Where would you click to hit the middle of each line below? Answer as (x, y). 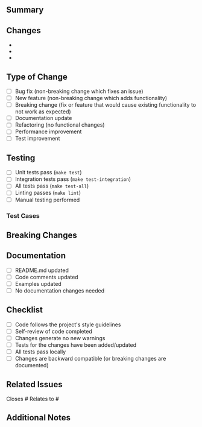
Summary (25, 10)
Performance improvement (48, 131)
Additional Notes (39, 418)
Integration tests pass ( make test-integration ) (73, 179)
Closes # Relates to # (33, 399)
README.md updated (42, 270)
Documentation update (43, 118)
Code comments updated (46, 277)
